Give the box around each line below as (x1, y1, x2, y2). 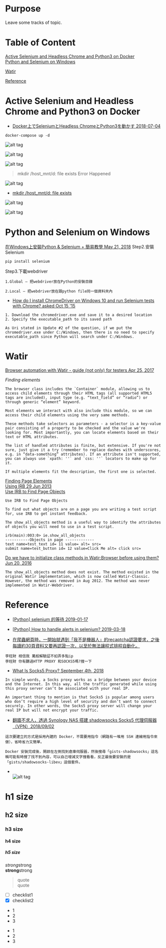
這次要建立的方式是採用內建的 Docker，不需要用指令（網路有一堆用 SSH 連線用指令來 (5, 734, 158, 739)
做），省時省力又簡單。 (5, 739, 44, 744)
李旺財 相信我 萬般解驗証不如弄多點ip (5, 653, 74, 658)
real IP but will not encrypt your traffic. (5, 708, 99, 713)
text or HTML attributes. (5, 434, 59, 439)
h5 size (5, 849, 21, 855)
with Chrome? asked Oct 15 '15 (12, 303, 76, 309)
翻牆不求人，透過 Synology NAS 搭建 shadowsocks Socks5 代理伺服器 (12, 717, 157, 723)
